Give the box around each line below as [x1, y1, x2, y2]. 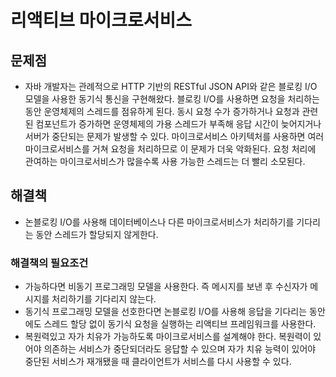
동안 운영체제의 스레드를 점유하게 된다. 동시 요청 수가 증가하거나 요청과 [24, 106, 300, 117]
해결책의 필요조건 [10, 256, 89, 270]
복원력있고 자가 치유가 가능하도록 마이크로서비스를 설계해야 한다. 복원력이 [24, 331, 312, 343]
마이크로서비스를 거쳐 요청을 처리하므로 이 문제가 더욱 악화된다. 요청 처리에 [24, 143, 317, 155]
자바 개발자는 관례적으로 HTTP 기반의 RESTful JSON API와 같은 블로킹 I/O [24, 81, 318, 92]
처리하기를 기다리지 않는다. [51, 293, 157, 305]
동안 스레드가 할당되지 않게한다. [35, 228, 159, 240]
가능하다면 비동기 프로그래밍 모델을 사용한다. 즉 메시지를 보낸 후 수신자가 [24, 281, 308, 293]
